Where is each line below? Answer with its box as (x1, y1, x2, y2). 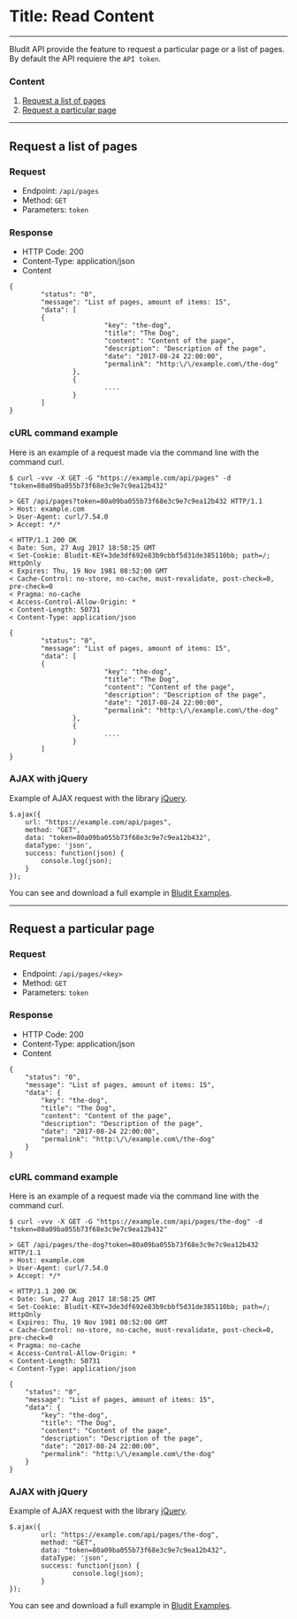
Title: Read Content (9, 6, 155, 27)
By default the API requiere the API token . (9, 53, 162, 64)
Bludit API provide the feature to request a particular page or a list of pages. (9, 43, 286, 54)
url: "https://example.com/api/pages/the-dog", (41, 1530, 219, 1539)
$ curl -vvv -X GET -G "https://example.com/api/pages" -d (9, 474, 232, 482)
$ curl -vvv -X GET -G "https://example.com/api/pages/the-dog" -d (9, 1217, 263, 1227)
